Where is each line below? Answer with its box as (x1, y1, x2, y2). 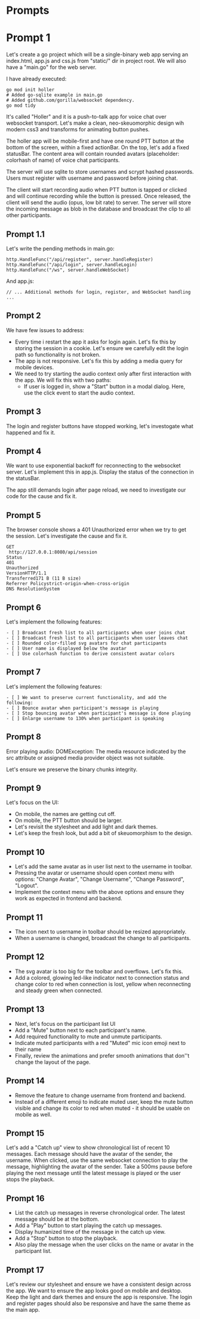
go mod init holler (6, 87, 55, 93)
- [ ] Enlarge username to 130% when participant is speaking (6, 715, 164, 721)
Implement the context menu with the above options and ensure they (14, 889, 184, 896)
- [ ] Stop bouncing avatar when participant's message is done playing (6, 710, 191, 716)
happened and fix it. (6, 429, 56, 436)
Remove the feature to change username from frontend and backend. (14, 1092, 186, 1099)
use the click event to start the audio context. (23, 389, 136, 396)
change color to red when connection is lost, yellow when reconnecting (14, 980, 191, 987)
